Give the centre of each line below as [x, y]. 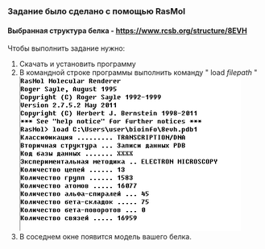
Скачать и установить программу [77, 64]
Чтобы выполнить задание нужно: [66, 48]
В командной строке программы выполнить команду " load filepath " [138, 73]
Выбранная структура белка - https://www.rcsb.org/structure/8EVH [127, 31]
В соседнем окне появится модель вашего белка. [106, 237]
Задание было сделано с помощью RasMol [97, 11]
